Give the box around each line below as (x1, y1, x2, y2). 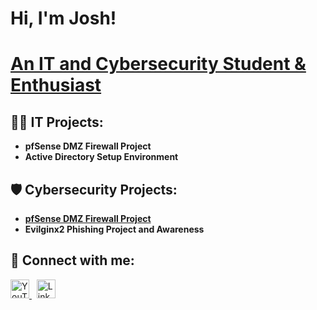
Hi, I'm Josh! (10, 7, 117, 30)
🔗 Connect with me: (10, 252, 135, 269)
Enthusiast (10, 74, 102, 97)
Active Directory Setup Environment (24, 151, 179, 163)
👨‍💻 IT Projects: (10, 113, 104, 131)
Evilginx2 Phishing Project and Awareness (24, 223, 205, 235)
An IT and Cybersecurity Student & (10, 53, 307, 76)
